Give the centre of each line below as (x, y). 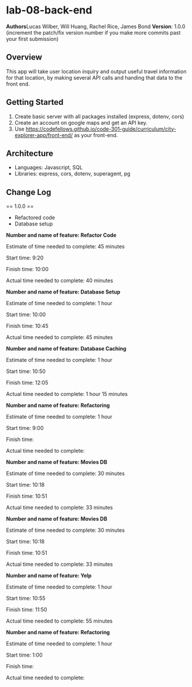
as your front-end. (96, 135)
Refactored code (35, 218)
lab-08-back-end (49, 10)
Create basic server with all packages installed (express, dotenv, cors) (99, 116)
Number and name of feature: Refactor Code (61, 235)
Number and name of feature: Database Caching (66, 348)
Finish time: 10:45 (27, 326)
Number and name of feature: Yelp (49, 576)
